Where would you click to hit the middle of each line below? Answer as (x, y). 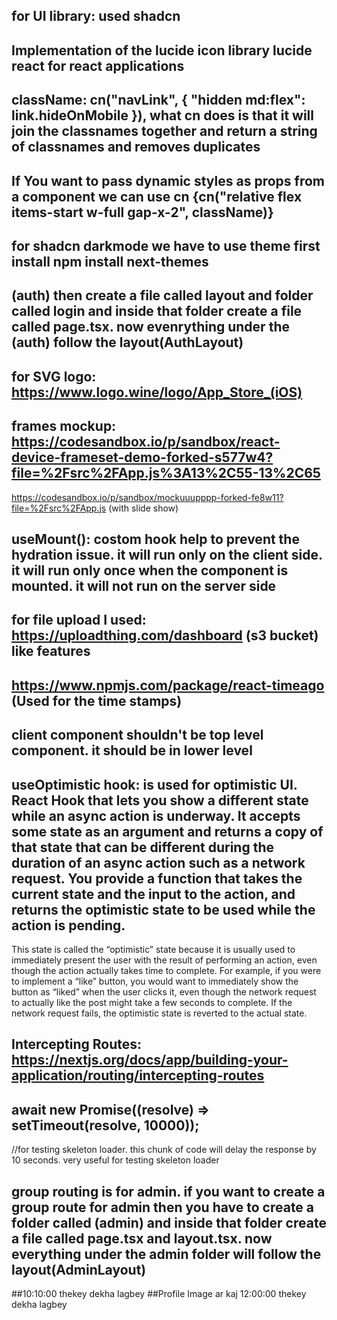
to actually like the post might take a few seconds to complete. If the (152, 1002)
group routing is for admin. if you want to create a (168, 1191)
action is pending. (68, 925)
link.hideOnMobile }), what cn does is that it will (162, 115)
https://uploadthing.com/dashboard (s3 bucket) (165, 635)
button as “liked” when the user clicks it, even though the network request (164, 991)
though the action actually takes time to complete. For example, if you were (166, 970)
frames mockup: (64, 426)
